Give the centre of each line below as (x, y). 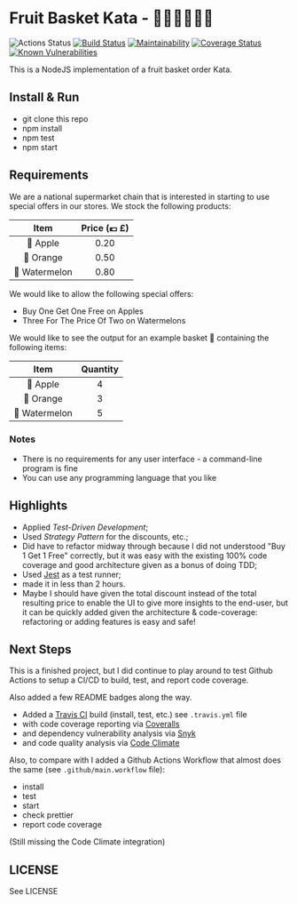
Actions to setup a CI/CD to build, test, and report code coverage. (129, 680)
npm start (39, 147)
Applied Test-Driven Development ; (85, 527)
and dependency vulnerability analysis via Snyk (109, 733)
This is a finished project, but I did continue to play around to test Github (141, 671)
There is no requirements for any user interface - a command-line (142, 459)
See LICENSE (34, 892)
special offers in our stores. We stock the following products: (120, 206)
